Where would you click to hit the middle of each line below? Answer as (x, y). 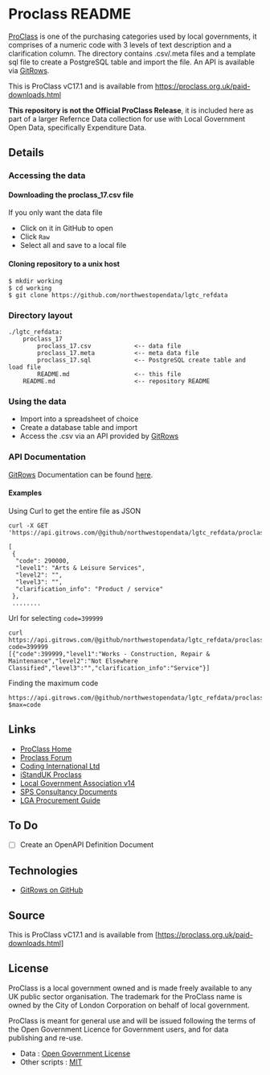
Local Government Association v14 (77, 783)
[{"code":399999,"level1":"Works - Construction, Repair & (109, 654)
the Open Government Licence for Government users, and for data (119, 1029)
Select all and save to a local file (73, 246)
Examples (25, 493)
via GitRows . (29, 70)
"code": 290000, (43, 560)
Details (26, 153)
